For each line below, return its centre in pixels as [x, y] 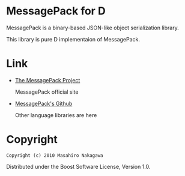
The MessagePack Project [47, 80]
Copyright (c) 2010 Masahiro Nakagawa [55, 155]
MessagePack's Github [44, 103]
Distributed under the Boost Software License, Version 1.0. [78, 166]
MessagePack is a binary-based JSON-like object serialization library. [92, 28]
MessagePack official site [47, 92]
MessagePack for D [56, 11]
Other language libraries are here [56, 115]
